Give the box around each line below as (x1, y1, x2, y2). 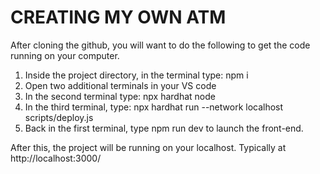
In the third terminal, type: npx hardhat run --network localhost (24, 101, 284, 113)
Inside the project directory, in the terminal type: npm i (24, 69, 249, 81)
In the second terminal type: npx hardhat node (24, 90, 217, 102)
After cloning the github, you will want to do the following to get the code (10, 39, 311, 51)
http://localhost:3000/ (10, 152, 102, 164)
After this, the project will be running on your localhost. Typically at (10, 141, 287, 153)
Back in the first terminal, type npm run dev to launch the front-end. (24, 122, 304, 134)
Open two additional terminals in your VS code (24, 79, 217, 91)
